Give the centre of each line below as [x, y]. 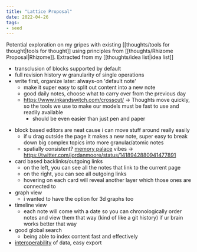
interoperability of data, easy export [58, 243]
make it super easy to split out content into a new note [89, 87]
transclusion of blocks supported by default [68, 69]
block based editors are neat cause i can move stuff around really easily [102, 130]
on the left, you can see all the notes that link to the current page [102, 168]
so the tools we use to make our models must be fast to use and [101, 106]
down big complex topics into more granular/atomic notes [93, 142]
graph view [28, 193]
